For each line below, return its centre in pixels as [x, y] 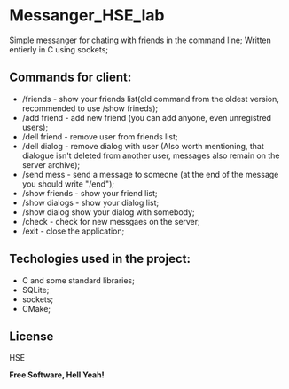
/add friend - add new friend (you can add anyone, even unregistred [147, 117]
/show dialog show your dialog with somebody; [108, 212]
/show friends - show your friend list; [90, 193]
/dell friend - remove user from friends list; [100, 136]
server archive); [51, 164]
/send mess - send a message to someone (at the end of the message [150, 174]
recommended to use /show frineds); [90, 108]
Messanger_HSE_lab [87, 16]
